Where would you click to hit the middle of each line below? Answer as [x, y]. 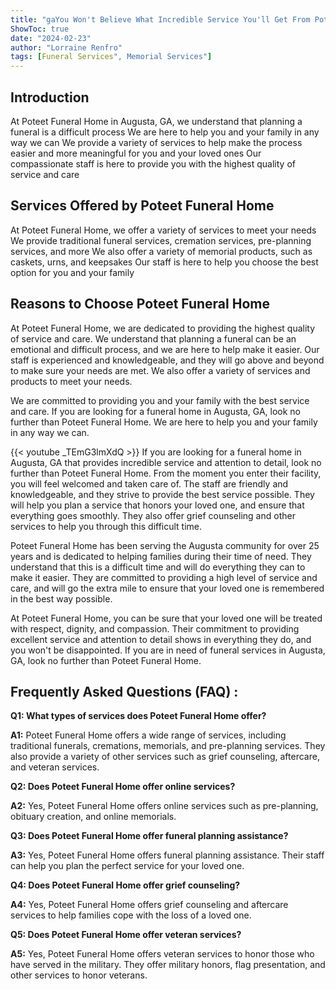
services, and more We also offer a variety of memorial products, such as [161, 251]
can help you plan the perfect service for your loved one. [127, 866]
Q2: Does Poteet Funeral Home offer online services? [123, 787]
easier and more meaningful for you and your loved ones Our [136, 153]
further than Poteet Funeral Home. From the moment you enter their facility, [166, 473]
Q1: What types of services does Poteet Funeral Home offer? [138, 716]
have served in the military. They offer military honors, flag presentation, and [168, 965]
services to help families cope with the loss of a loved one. [131, 915]
